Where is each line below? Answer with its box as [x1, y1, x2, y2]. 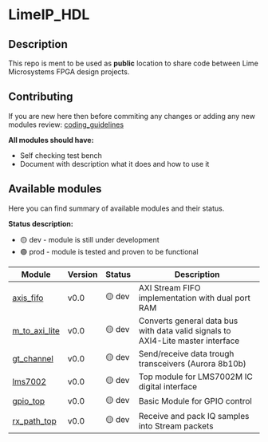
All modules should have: [8, 135, 94, 144]
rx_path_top [12, 415, 57, 426]
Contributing [8, 90, 73, 104]
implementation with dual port [138, 292, 251, 303]
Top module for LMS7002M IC [138, 371, 253, 382]
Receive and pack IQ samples [138, 410, 250, 421]
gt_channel [12, 353, 54, 364]
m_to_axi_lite [12, 325, 60, 336]
